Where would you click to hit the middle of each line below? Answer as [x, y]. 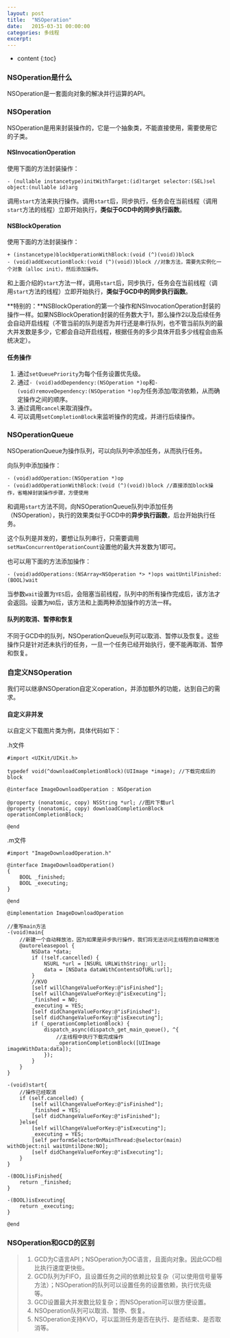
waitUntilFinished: [194, 574]
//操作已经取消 [38, 1093]
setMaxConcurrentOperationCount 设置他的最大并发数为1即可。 [93, 546]
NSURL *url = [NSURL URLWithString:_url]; [105, 964]
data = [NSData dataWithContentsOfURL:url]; [108, 970]
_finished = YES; [56, 1110]
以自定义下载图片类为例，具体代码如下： [64, 731]
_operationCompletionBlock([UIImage [108, 1043]
